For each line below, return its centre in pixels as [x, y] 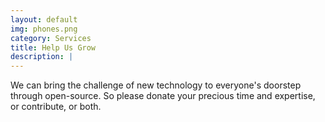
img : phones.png [44, 29]
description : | [42, 57]
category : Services [51, 38]
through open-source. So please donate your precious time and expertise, [163, 96]
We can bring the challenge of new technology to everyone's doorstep [156, 85]
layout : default [44, 19]
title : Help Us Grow [53, 47]
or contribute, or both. [56, 107]
